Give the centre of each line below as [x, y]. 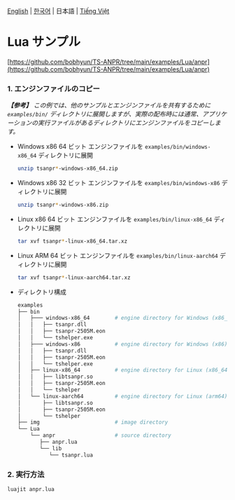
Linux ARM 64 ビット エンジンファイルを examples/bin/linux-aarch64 [117, 255]
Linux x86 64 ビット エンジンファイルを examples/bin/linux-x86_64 [115, 219]
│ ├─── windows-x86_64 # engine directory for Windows [113, 318]
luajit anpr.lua [31, 489]
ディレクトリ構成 [42, 292]
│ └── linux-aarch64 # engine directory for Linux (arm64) [122, 396]
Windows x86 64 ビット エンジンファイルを [80, 147]
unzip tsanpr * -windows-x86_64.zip [67, 169]
